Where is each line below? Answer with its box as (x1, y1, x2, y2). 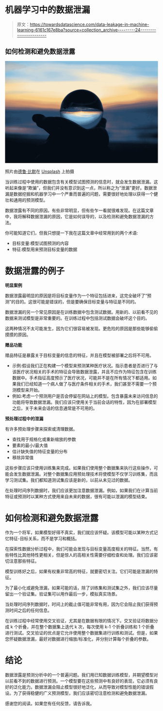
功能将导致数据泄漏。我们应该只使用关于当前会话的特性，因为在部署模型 (12, 399, 157, 405)
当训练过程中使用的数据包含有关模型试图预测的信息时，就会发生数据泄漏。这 (5, 179, 158, 185)
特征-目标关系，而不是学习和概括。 (9, 536, 80, 542)
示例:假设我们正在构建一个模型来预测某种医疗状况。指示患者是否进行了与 (12, 363, 158, 369)
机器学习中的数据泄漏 (5, 4, 91, 16)
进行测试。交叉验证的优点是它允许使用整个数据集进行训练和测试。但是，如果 (5, 630, 158, 636)
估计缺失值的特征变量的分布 (12, 449, 68, 454)
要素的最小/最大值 (12, 443, 48, 449)
